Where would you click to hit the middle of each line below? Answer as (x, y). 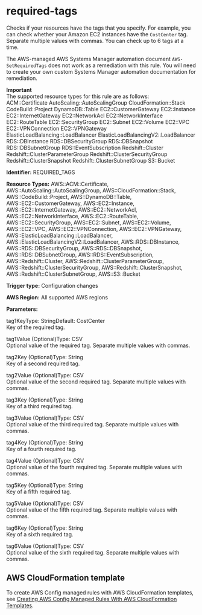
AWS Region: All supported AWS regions (57, 297)
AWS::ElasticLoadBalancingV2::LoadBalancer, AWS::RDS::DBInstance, (93, 242)
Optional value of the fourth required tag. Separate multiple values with (94, 467)
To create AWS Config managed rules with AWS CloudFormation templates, (100, 592)
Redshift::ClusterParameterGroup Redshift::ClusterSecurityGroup (87, 154)
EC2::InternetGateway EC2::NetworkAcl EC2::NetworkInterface (85, 116)
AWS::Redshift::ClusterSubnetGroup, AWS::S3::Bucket (73, 274)
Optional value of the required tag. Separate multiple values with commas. (98, 345)
